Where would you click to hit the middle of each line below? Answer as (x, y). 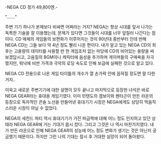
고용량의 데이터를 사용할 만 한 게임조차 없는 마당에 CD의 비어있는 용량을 (81, 51)
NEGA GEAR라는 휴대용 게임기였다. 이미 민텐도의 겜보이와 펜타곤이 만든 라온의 (79, 96)
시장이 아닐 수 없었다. (38, 108)
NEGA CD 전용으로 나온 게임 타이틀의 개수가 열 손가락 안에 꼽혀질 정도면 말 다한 (80, 73)
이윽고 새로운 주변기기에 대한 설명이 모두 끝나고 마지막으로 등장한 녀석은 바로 (77, 90)
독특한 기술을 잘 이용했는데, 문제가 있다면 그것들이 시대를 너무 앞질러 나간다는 (78, 33)
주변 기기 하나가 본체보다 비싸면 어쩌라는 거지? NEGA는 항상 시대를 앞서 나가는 (79, 27)
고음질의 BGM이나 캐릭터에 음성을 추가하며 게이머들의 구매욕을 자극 (90, 57)
